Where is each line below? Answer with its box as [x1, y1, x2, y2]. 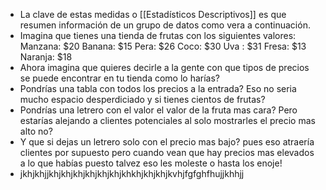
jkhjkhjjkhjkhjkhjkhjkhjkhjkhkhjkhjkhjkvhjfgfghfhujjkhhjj [19, 168, 245, 179]
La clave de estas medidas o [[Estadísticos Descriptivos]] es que [19, 9, 287, 20]
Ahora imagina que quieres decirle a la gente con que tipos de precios [19, 62, 310, 73]
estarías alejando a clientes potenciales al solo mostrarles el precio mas [19, 115, 316, 126]
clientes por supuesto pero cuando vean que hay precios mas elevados [19, 147, 315, 158]
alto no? [19, 125, 53, 137]
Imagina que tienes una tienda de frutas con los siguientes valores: [19, 30, 297, 41]
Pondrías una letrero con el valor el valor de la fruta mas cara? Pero [19, 104, 298, 116]
